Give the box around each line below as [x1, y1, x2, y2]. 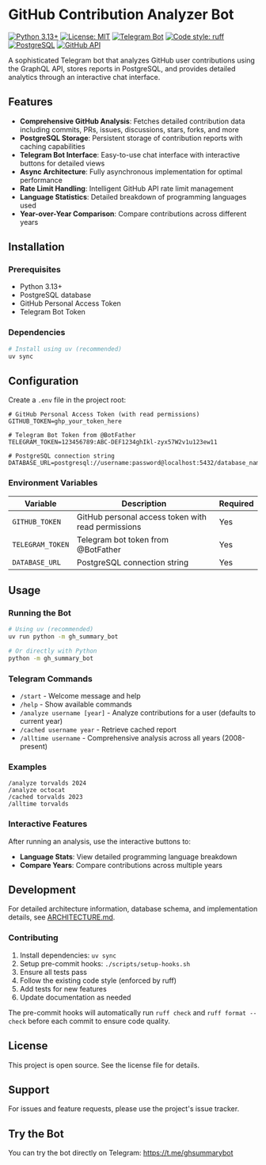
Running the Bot [8, 607, 71, 619]
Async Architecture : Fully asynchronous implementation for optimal [19, 166, 243, 176]
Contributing [8, 932, 59, 943]
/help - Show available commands [19, 699, 132, 710]
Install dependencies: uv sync [19, 950, 117, 960]
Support [8, 1083, 50, 1096]
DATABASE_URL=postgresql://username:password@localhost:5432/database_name [8, 459, 264, 467]
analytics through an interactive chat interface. [8, 72, 161, 82]
